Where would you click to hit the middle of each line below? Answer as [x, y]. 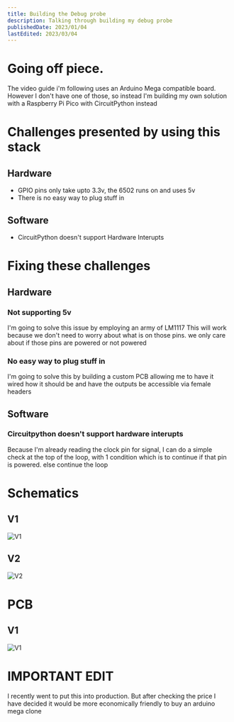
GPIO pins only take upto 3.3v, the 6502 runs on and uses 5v [106, 190]
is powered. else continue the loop [58, 465]
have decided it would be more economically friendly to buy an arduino [111, 704]
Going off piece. [56, 69]
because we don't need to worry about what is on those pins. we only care [116, 335]
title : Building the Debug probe [57, 14]
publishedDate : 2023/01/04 [47, 27]
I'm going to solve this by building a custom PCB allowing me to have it [111, 377]
